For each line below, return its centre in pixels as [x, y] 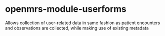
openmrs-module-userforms [66, 9]
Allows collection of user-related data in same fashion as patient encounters [83, 23]
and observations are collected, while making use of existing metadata [77, 28]
